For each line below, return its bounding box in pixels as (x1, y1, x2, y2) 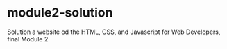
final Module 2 (7, 35, 49, 43)
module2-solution (7, 5, 113, 21)
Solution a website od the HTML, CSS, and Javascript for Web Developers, (7, 28, 221, 36)
